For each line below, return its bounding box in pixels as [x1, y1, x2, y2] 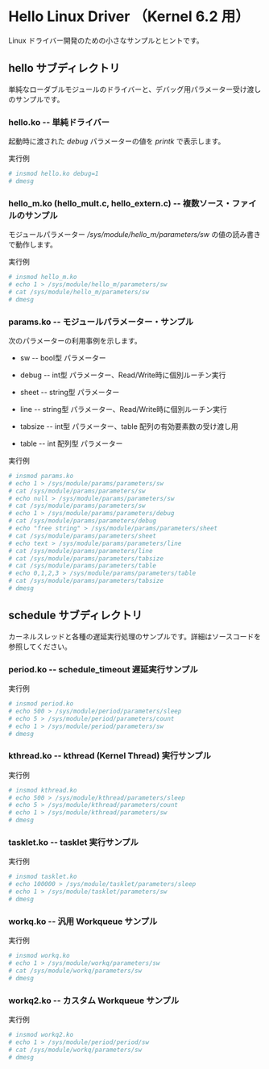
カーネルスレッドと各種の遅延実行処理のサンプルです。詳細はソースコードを [8, 631, 262, 641]
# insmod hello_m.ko [8, 273, 78, 281]
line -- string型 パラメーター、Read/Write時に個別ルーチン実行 [19, 404, 228, 414]
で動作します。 [8, 239, 58, 250]
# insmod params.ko [8, 472, 74, 480]
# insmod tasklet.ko [8, 872, 78, 881]
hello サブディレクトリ [8, 61, 121, 75]
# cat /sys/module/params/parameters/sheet [8, 531, 157, 540]
